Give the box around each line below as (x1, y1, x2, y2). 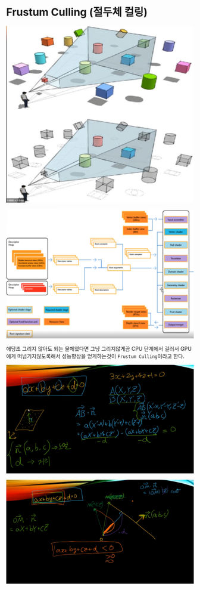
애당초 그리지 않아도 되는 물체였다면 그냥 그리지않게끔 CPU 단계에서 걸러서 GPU (6, 345, 192, 353)
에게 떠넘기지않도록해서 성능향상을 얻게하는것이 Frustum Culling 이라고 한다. (6, 353, 185, 360)
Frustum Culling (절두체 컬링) (6, 5, 148, 19)
